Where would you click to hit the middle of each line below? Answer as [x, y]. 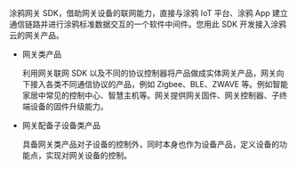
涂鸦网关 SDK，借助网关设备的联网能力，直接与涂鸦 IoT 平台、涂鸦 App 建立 [149, 13]
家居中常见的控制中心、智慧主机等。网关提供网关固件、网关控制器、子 [151, 95]
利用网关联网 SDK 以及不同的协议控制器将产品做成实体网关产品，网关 [149, 73]
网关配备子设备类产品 [61, 125]
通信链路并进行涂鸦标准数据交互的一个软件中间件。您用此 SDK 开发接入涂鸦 [148, 24]
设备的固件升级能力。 [69, 106]
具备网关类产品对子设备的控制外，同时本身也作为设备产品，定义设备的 [151, 144]
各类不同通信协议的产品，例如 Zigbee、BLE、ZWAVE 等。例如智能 [167, 84]
